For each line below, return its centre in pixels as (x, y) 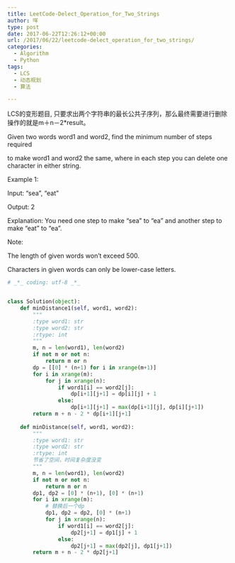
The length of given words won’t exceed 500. (74, 256)
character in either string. (44, 166)
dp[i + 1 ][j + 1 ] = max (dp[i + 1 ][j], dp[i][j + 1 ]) (137, 408)
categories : (25, 47)
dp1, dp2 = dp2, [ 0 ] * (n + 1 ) (88, 513)
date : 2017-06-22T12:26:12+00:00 (57, 34)
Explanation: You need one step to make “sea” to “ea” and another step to (115, 221)
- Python (27, 60)
